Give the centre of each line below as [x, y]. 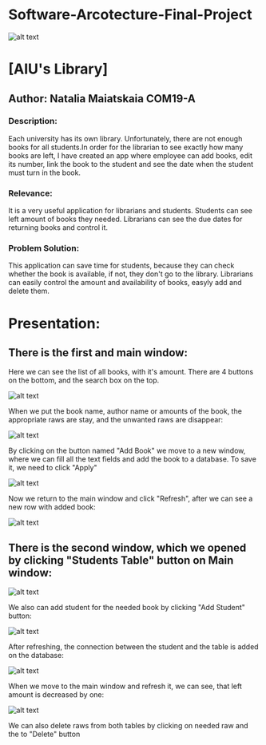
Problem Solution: [44, 248]
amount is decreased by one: [56, 695]
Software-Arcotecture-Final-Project [130, 15]
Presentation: [54, 323]
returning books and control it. [58, 228]
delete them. [29, 291]
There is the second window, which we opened [127, 547]
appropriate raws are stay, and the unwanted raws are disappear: [116, 420]
